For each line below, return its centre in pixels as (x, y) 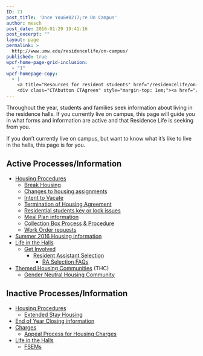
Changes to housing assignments (66, 191)
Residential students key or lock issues (72, 210)
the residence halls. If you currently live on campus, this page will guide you (101, 114)
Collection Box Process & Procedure (69, 223)
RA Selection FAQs (65, 262)
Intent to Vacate (44, 197)
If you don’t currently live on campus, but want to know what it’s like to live (99, 138)
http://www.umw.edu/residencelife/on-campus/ (70, 51)
